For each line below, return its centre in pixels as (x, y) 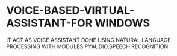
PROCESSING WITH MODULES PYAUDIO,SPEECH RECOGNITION (87, 46)
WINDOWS (122, 23)
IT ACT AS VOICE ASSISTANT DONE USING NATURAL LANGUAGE (88, 40)
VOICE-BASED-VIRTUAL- (70, 11)
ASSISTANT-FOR (49, 23)
